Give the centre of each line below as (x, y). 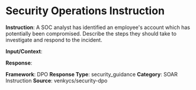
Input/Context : (24, 51)
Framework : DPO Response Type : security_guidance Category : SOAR (92, 74)
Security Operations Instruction (85, 11)
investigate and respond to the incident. (54, 40)
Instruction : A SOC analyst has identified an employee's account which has (98, 27)
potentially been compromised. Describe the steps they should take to (91, 33)
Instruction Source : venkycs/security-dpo (57, 81)
